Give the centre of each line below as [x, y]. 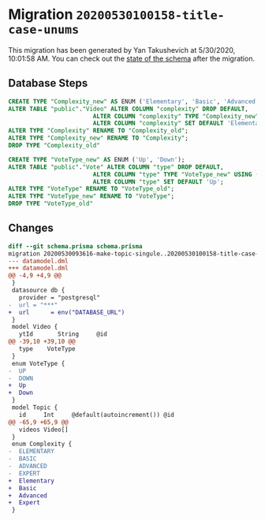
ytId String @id [63, 334]
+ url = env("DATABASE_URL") [67, 312]
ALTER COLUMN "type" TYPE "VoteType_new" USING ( [176, 174]
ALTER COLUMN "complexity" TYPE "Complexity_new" [176, 116]
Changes [31, 228]
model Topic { [35, 407]
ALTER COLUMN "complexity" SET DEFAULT [158, 124]
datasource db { [38, 290]
